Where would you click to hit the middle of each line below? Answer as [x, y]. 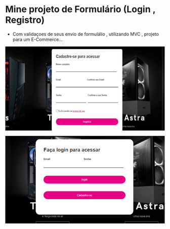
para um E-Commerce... [38, 39]
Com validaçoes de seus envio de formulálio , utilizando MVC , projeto [86, 34]
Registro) [25, 20]
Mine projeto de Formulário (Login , [80, 9]
